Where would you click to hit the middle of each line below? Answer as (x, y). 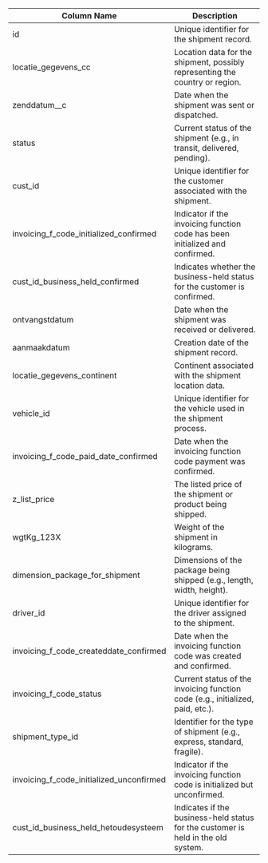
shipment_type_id (45, 736)
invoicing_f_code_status (57, 694)
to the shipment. (205, 623)
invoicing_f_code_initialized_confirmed (85, 234)
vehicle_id (31, 413)
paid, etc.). (194, 709)
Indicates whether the (215, 267)
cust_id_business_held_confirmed (76, 281)
